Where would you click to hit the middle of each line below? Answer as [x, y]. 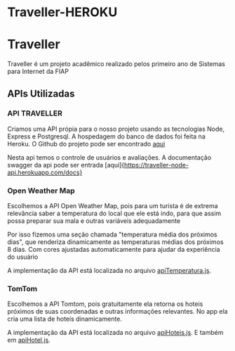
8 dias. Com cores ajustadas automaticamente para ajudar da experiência [114, 250]
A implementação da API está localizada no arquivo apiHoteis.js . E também [115, 333]
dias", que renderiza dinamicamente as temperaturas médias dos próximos [115, 242]
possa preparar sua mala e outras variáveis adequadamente [94, 221]
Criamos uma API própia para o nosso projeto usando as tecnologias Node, [116, 129]
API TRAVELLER [35, 113]
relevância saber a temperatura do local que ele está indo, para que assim [114, 213]
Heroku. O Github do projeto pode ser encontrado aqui [86, 143]
